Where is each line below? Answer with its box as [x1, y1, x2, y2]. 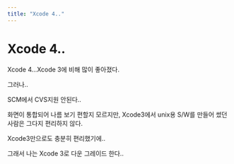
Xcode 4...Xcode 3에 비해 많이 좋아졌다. [7, 65, 120, 74]
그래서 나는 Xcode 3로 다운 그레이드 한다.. [7, 149, 124, 158]
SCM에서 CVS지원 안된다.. [7, 95, 81, 103]
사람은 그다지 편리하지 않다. [7, 119, 83, 127]
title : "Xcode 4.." [7, 10, 65, 18]
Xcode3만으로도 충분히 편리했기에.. [7, 134, 106, 142]
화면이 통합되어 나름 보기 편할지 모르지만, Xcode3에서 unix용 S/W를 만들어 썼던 [7, 110, 228, 119]
